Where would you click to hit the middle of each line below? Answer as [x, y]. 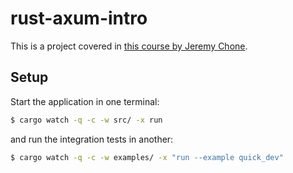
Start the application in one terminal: [85, 101]
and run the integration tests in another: [92, 139]
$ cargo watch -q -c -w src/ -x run [86, 120]
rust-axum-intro [79, 18]
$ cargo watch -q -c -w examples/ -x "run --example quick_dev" [147, 157]
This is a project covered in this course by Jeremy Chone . [129, 46]
